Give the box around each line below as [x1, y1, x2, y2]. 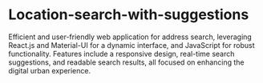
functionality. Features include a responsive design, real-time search [8, 49, 235, 58]
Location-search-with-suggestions [8, 6, 249, 24]
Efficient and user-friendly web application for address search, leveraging [8, 32, 253, 41]
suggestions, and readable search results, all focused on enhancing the [8, 57, 245, 67]
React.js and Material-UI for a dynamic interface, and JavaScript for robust [8, 40, 255, 49]
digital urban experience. [8, 65, 91, 75]
